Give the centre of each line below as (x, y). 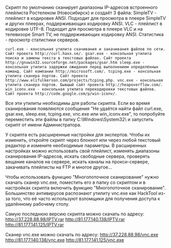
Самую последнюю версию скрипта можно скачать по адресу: (75, 214)
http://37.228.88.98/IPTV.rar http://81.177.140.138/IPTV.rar (65, 219)
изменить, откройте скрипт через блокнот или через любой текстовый (83, 140)
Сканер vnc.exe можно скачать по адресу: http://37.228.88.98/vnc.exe (82, 235)
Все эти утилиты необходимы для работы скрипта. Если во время (78, 103)
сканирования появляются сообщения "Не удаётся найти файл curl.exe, (84, 108)
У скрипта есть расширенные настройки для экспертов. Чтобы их (78, 135)
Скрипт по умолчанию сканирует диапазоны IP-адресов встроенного (82, 7)
